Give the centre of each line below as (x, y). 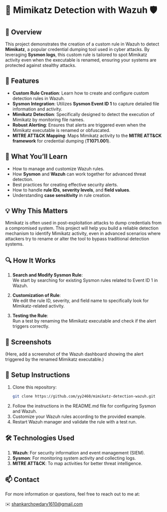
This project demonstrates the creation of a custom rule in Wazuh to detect (82, 44)
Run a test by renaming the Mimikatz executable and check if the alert (84, 321)
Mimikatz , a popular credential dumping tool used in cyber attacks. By (78, 49)
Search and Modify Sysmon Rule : (48, 275)
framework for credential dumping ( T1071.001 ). (61, 140)
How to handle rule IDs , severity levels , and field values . (71, 190)
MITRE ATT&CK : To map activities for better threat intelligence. (77, 463)
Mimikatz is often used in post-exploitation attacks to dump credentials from (83, 223)
